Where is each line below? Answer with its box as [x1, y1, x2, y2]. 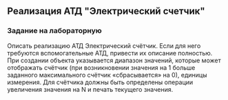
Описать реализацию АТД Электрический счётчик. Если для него [7, 41, 201, 50]
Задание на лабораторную [7, 26, 102, 36]
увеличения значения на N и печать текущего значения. [7, 85, 174, 93]
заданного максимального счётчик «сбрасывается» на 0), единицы [7, 71, 207, 79]
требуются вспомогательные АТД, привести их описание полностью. [7, 49, 213, 57]
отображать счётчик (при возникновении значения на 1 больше [7, 63, 196, 71]
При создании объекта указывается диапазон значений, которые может [7, 56, 222, 64]
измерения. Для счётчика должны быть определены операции [7, 78, 194, 86]
